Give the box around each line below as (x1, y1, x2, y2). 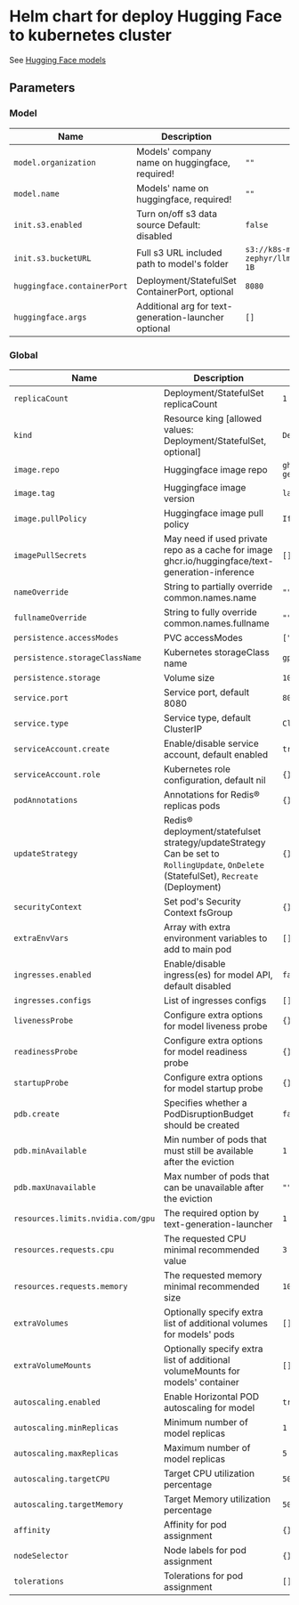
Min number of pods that (163, 1133, 267, 1146)
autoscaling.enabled (13, 1397, 101, 1407)
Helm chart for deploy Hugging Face (9, 6, 283, 27)
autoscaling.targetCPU (13, 1473, 109, 1484)
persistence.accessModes (13, 632, 119, 643)
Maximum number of (163, 1441, 251, 1454)
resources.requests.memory (13, 1281, 128, 1292)
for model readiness (163, 1045, 247, 1058)
